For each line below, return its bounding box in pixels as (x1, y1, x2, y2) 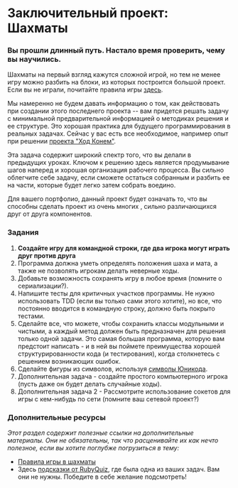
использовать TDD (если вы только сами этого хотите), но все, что (17, 296, 222, 305)
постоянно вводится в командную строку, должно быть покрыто (17, 304, 215, 313)
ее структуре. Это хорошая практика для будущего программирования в (7, 122, 231, 131)
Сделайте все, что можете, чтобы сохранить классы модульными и (17, 319, 225, 327)
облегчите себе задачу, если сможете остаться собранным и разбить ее (7, 173, 230, 182)
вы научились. (7, 55, 62, 65)
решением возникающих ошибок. (17, 357, 121, 365)
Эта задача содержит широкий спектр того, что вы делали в (7, 151, 192, 159)
